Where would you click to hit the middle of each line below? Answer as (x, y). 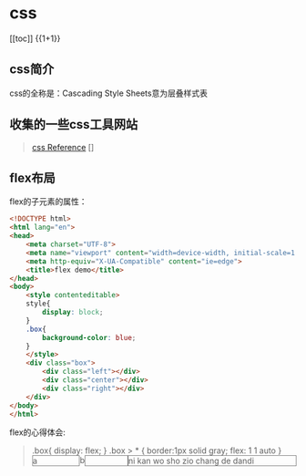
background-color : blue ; (89, 337)
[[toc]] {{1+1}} (35, 38)
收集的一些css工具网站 (74, 124)
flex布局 (33, 177)
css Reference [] (63, 147)
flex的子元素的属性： (49, 202)
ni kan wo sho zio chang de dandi (191, 461)
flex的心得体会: (38, 432)
